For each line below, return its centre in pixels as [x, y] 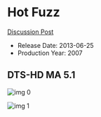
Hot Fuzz [34, 12]
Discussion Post [31, 32]
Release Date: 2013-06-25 [55, 45]
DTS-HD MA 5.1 [41, 75]
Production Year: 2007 [50, 53]
